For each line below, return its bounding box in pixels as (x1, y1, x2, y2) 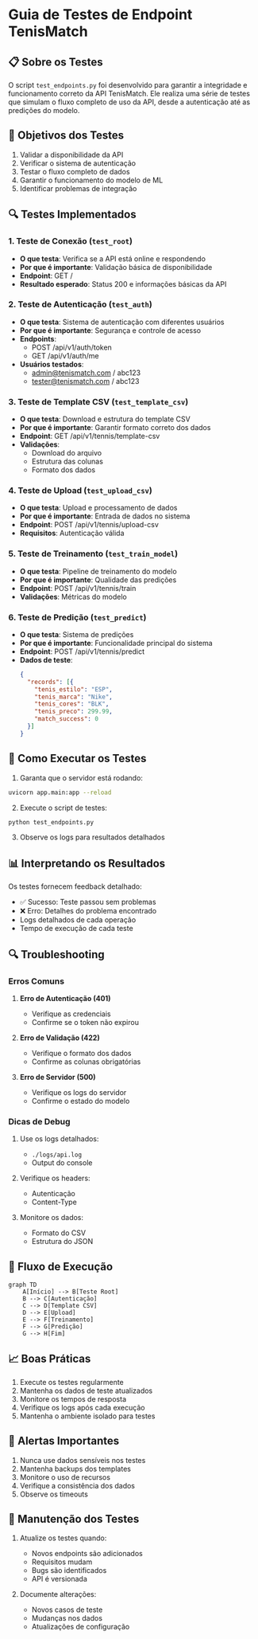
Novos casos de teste (31, 1605, 103, 1614)
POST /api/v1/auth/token (31, 342, 113, 352)
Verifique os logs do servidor (31, 1087, 127, 1097)
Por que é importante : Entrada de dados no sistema (19, 511, 191, 521)
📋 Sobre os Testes (8, 55, 103, 68)
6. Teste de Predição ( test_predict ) (8, 612, 147, 623)
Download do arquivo (31, 448, 102, 458)
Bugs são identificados (31, 1566, 107, 1575)
